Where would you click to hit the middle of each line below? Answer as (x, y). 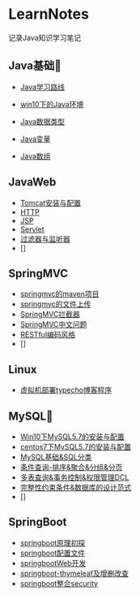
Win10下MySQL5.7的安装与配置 (72, 437)
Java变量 (35, 138)
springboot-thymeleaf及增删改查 (74, 573)
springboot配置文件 (53, 553)
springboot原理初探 (53, 542)
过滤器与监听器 (45, 239)
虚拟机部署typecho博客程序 (66, 390)
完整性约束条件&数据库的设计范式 (76, 487)
